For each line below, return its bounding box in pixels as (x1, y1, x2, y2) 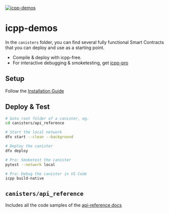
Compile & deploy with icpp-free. (12, 54, 82, 60)
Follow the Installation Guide (5, 88, 64, 94)
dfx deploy (5, 148, 28, 153)
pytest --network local (5, 162, 56, 167)
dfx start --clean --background (5, 135, 73, 140)
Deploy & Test (5, 103, 50, 111)
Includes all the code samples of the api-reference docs (5, 202, 122, 208)
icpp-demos (5, 23, 58, 34)
